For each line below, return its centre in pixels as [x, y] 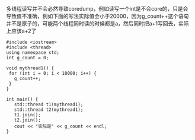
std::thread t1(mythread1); [49, 104]
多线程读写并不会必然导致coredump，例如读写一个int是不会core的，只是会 [97, 9]
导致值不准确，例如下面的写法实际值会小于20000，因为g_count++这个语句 [97, 16]
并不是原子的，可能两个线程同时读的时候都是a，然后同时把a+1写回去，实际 [97, 23]
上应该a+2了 [21, 31]
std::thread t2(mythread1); [49, 110]
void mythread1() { [30, 68]
